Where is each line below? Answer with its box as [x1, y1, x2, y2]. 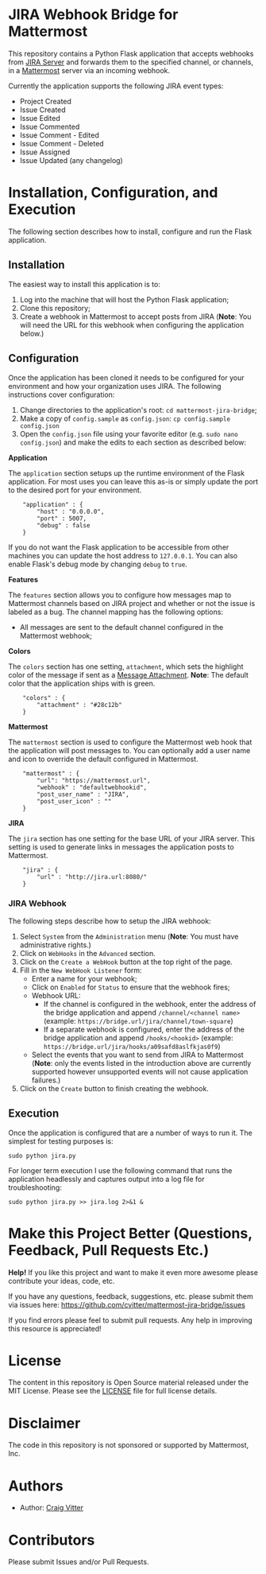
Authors [8, 1477, 64, 1494]
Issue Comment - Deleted [19, 138, 105, 148]
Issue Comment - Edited [19, 130, 99, 140]
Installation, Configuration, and [8, 184, 218, 202]
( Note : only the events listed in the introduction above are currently [31, 1058, 252, 1067]
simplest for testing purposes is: [8, 1136, 114, 1146]
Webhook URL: [31, 990, 81, 1000]
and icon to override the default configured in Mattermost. [8, 754, 199, 764]
